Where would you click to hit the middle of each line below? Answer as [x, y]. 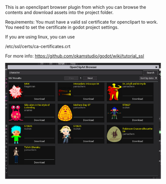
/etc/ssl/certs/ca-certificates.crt [38, 46]
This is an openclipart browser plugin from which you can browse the [76, 7]
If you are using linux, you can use [40, 37]
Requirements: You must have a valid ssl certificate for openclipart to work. [82, 22]
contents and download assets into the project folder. [59, 12]
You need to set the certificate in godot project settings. [62, 27]
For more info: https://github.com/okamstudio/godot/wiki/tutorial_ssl [75, 56]
